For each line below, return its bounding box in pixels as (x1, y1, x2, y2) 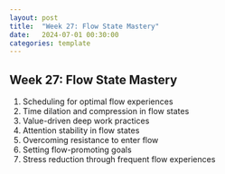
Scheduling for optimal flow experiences (22, 96, 173, 107)
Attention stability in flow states (22, 125, 140, 136)
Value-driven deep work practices (22, 115, 150, 127)
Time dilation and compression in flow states (22, 106, 190, 117)
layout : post (9, 13, 59, 23)
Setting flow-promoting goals (22, 144, 133, 155)
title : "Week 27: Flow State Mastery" (9, 22, 160, 31)
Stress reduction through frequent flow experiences (22, 154, 216, 165)
